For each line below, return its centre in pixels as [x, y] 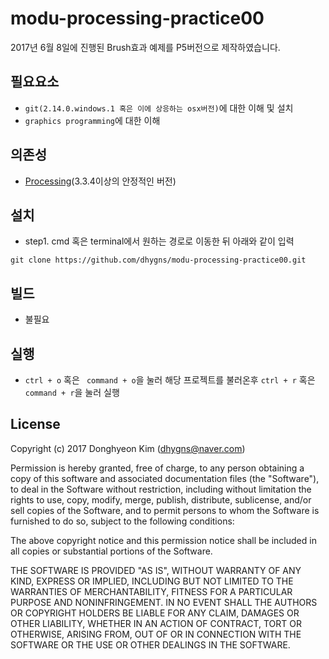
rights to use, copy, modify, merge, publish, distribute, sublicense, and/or [161, 499]
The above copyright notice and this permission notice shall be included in [163, 540]
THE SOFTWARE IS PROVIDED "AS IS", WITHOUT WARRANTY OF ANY [156, 570]
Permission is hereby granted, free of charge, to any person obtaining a [157, 468]
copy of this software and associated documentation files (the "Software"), [165, 478]
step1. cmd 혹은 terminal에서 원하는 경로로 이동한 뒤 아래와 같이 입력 [159, 241]
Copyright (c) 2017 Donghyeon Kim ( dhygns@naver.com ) [128, 448]
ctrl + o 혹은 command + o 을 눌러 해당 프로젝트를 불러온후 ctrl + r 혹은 [170, 380]
